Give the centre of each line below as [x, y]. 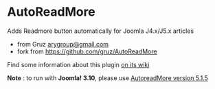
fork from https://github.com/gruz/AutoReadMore [87, 51]
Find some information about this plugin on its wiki [78, 64]
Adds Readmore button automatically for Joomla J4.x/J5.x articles [101, 31]
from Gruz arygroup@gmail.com [63, 44]
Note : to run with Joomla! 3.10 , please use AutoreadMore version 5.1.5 [107, 78]
